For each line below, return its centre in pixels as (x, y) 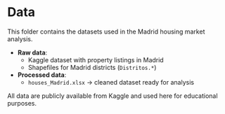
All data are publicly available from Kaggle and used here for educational (112, 96)
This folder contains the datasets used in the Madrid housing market (106, 31)
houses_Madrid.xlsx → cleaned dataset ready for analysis (111, 82)
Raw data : (32, 52)
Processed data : (42, 75)
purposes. (22, 103)
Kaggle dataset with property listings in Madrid (96, 59)
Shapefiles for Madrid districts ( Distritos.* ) (92, 67)
